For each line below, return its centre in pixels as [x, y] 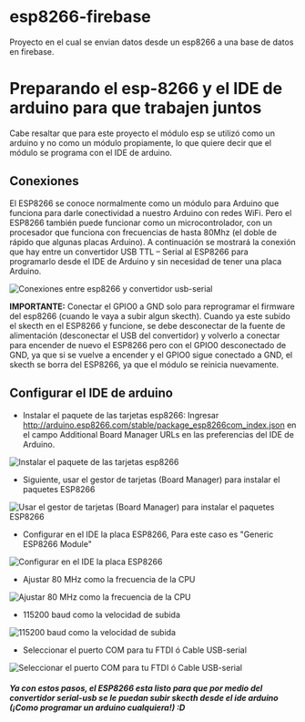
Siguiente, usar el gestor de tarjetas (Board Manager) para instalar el [151, 480]
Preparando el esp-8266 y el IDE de [146, 89]
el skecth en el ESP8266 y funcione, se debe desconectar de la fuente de [147, 325]
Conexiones [44, 181]
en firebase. [32, 51]
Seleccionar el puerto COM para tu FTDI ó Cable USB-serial [135, 650]
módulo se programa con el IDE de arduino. [91, 152]
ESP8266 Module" [57, 543]
